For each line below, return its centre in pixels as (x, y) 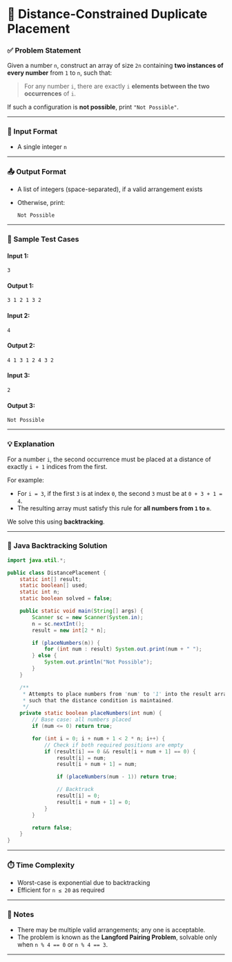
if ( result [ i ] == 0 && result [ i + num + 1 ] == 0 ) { (120, 751)
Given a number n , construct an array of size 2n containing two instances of (115, 66)
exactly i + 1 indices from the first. (57, 466)
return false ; (52, 828)
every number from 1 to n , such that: (60, 73)
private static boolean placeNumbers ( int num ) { (91, 713)
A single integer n (42, 146)
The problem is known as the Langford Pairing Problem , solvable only (117, 937)
